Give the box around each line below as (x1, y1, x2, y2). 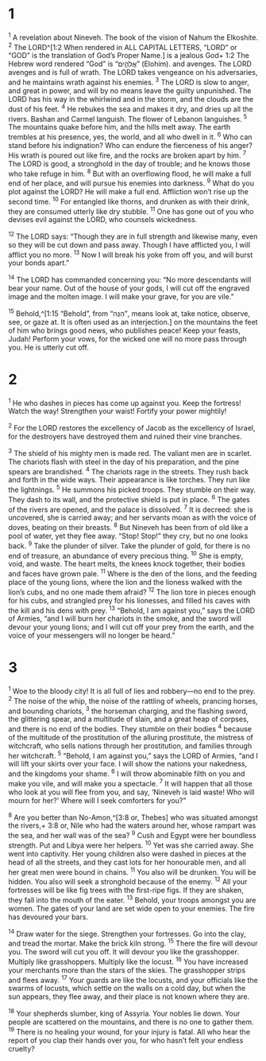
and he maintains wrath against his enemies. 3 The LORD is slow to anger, (8, 76, 250, 87)
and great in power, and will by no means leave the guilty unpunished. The (8, 85, 252, 96)
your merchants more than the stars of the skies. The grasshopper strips (8, 965, 246, 975)
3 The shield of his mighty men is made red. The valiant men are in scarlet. (8, 447, 253, 458)
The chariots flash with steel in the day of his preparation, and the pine (8, 457, 240, 466)
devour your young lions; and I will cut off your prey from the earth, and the (8, 622, 255, 632)
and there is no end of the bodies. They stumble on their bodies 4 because (8, 723, 253, 733)
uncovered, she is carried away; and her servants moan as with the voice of (8, 513, 256, 522)
